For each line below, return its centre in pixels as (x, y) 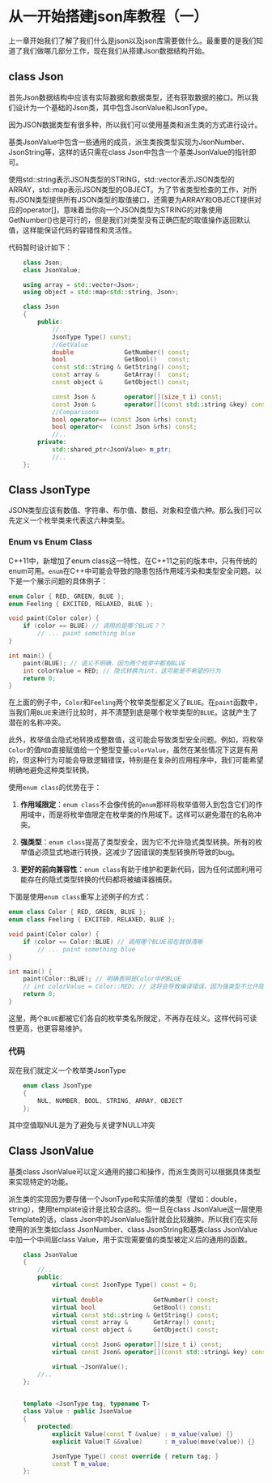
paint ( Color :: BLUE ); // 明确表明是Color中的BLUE (102, 979)
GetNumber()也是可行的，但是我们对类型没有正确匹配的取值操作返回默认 (130, 220)
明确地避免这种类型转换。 (51, 770)
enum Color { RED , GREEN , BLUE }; (67, 596)
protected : (56, 1427)
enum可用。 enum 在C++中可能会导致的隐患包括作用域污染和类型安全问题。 (132, 571)
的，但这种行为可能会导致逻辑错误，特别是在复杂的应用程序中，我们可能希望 (136, 760)
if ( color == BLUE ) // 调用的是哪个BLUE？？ (94, 626)
